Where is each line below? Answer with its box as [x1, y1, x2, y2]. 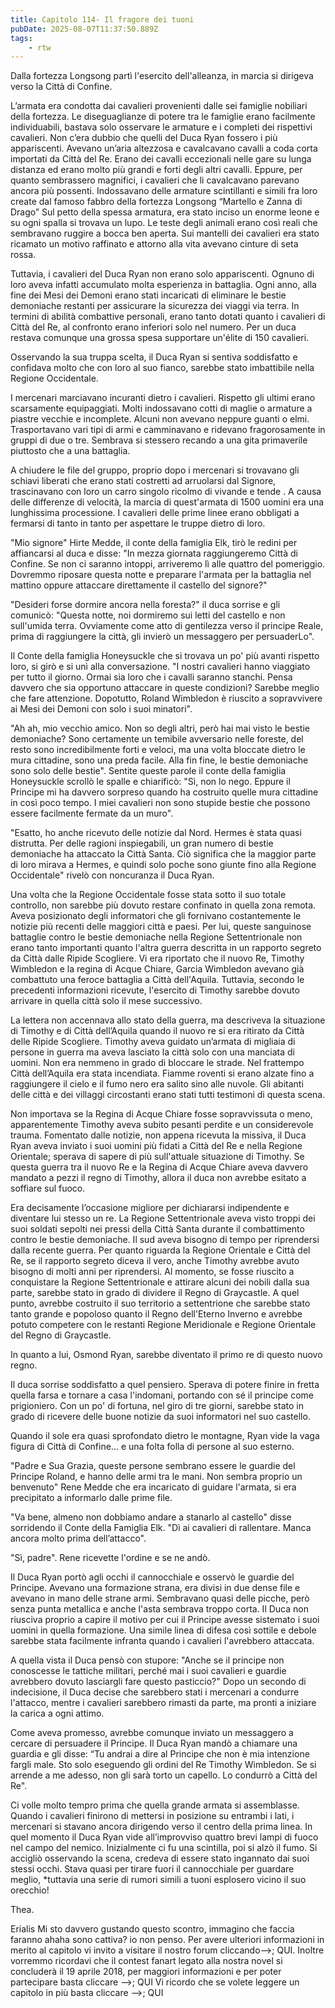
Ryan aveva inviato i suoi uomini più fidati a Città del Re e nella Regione [10, 1140, 303, 1152]
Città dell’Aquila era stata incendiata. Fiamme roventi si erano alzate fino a [10, 1067, 315, 1080]
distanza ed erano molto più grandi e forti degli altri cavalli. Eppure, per [10, 164, 303, 176]
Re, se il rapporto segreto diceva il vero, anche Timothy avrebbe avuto [10, 1255, 300, 1267]
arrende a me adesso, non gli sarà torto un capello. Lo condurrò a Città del [10, 1769, 318, 1781]
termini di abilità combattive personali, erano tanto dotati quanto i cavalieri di [10, 311, 326, 323]
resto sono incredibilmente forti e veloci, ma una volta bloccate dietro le [10, 744, 306, 756]
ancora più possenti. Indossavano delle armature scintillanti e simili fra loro [10, 185, 318, 197]
